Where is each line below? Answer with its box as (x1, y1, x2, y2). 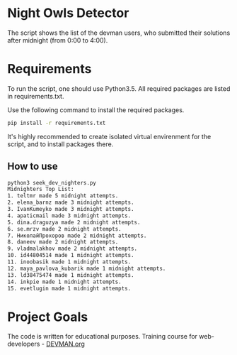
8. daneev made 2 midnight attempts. (7, 239, 119, 246)
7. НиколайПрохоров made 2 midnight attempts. (7, 232, 147, 239)
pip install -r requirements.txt (7, 119, 106, 126)
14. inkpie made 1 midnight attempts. (7, 278, 122, 285)
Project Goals (7, 309, 88, 324)
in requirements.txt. (7, 92, 64, 100)
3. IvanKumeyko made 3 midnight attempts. (7, 206, 134, 213)
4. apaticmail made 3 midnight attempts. (7, 212, 132, 219)
